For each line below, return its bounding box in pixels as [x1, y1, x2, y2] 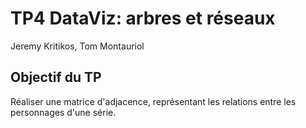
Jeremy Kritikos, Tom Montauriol [10, 40, 145, 52]
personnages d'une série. [10, 106, 117, 118]
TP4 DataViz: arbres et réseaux [10, 7, 276, 30]
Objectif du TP [10, 69, 102, 86]
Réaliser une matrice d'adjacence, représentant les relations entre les [10, 95, 297, 107]
